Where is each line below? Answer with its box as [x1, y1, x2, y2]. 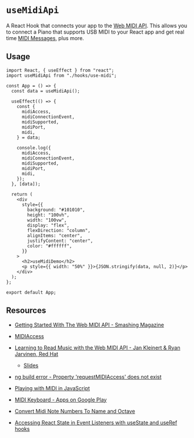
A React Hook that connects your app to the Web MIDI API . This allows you [6, 22, 188, 29]
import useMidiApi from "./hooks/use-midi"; [6, 73, 117, 79]
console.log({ [16, 145, 51, 151]
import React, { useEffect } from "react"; [6, 67, 115, 73]
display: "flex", [27, 222, 69, 228]
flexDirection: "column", [27, 227, 91, 233]
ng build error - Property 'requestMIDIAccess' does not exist [14, 373, 162, 380]
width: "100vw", [27, 217, 67, 223]
